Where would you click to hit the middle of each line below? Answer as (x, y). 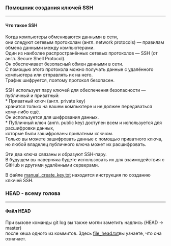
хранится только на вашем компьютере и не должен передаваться (79, 106)
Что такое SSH (21, 25)
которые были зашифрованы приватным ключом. (59, 133)
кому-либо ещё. (23, 112)
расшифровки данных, (30, 128)
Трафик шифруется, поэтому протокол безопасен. (60, 80)
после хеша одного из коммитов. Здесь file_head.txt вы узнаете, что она (83, 233)
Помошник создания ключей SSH (49, 8)
